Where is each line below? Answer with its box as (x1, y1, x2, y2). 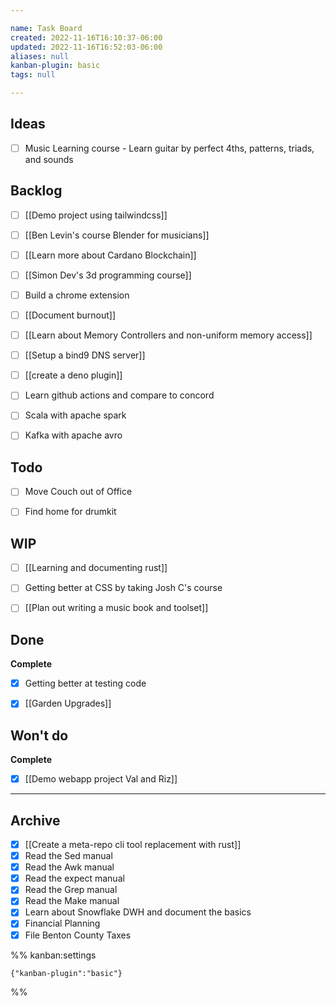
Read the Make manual (24, 895, 120, 907)
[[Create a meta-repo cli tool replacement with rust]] (24, 839, 242, 850)
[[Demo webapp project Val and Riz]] (24, 773, 178, 785)
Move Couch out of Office (24, 486, 133, 498)
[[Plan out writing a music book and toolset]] (24, 602, 209, 614)
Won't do (10, 727, 69, 744)
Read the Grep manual (24, 884, 118, 896)
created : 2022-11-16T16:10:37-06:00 (10, 32, 163, 43)
